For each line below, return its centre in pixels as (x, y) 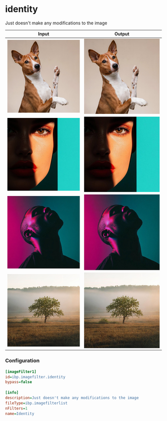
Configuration (22, 361)
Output (122, 34)
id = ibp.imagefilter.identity (35, 377)
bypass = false (19, 382)
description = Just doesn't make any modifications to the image (72, 398)
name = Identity (20, 414)
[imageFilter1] (21, 372)
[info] (12, 393)
